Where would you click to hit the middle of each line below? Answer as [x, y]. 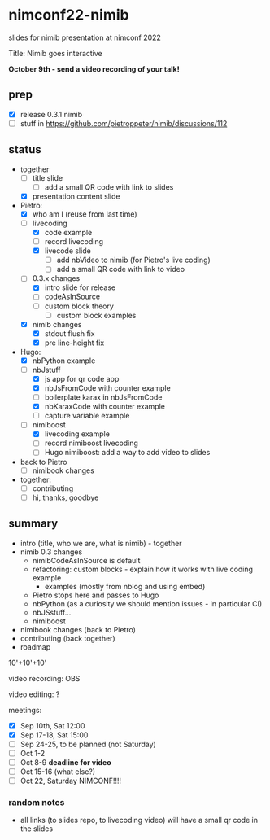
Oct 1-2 [33, 753]
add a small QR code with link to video [121, 269]
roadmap [35, 647]
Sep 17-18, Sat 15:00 [54, 735]
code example [68, 232]
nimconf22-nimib [69, 15]
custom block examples [96, 315]
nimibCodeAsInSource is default [86, 560]
